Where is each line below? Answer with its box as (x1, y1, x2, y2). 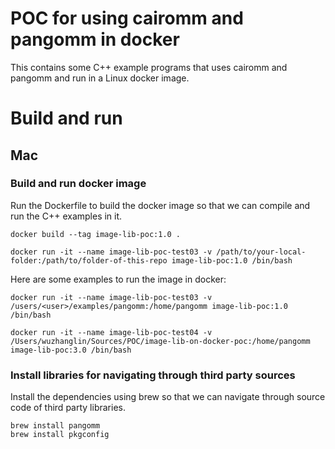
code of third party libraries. (10, 402, 126, 414)
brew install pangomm (10, 421, 101, 431)
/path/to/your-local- (216, 247, 307, 257)
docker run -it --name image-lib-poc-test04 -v (10, 327, 213, 337)
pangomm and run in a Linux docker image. (10, 72, 190, 84)
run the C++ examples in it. (10, 210, 123, 222)
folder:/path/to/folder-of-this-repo (10, 255, 168, 266)
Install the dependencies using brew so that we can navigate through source (10, 391, 326, 403)
